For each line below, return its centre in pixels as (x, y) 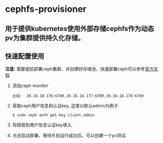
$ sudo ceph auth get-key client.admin (53, 115)
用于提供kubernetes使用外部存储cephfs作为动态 (80, 28)
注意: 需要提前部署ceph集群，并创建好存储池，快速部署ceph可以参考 (75, 69)
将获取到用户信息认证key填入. (42, 125)
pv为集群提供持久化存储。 (45, 38)
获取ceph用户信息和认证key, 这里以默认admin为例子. (66, 106)
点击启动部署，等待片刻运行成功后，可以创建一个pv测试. (69, 136)
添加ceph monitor (30, 86)
